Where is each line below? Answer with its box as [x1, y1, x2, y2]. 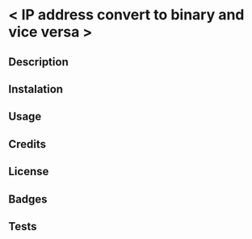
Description [8, 55, 69, 69]
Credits [8, 137, 47, 151]
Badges [8, 192, 48, 206]
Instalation [8, 82, 63, 96]
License [8, 165, 49, 178]
